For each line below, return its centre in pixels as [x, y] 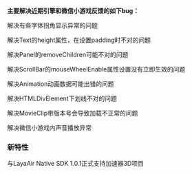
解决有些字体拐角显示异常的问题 [52, 25]
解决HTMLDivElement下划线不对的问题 [62, 98]
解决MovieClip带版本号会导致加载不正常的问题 [73, 113]
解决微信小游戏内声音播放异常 [49, 128]
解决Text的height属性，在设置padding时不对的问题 [79, 40]
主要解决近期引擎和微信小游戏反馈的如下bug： [73, 11]
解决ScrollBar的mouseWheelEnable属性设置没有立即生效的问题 [96, 69]
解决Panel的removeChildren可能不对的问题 [68, 55]
